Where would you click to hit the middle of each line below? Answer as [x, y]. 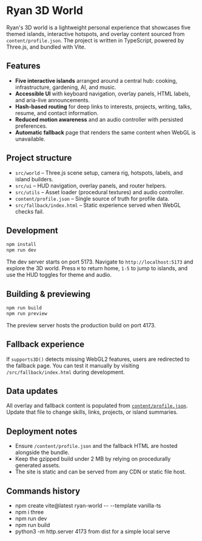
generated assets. [38, 466]
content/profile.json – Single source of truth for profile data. [92, 198]
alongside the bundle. [42, 452]
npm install [21, 245]
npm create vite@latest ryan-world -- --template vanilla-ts [88, 505]
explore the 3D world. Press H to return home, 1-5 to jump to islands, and [97, 268]
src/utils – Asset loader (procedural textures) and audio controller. [99, 192]
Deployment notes [42, 431]
